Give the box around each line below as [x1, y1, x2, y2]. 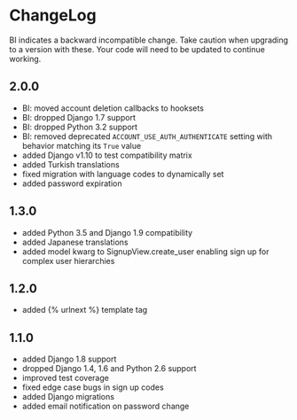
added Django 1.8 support [21, 354, 117, 364]
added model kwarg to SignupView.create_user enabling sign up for [21, 245, 270, 257]
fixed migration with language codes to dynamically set [21, 168, 224, 179]
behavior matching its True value [21, 140, 142, 151]
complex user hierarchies [21, 255, 115, 266]
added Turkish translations [21, 159, 120, 169]
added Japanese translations [21, 237, 129, 247]
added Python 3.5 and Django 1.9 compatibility [21, 227, 193, 237]
